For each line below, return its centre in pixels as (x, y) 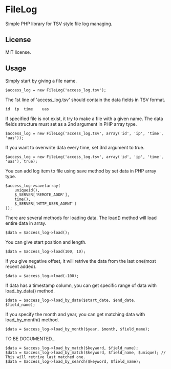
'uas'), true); (22, 161)
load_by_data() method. (30, 290)
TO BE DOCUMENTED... (30, 338)
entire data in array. (26, 223)
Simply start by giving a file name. (41, 81)
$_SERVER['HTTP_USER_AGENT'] (46, 204)
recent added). (21, 266)
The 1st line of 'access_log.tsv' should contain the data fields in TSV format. (85, 100)
